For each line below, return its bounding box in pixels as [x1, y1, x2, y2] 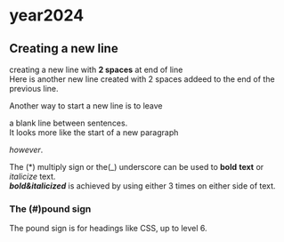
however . [9, 144, 44, 155]
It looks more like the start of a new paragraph [9, 127, 179, 138]
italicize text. [9, 171, 56, 181]
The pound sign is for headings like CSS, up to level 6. [9, 223, 207, 234]
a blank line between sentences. [9, 117, 128, 128]
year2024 [9, 5, 85, 26]
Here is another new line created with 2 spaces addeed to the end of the [9, 74, 275, 85]
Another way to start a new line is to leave [9, 101, 163, 111]
